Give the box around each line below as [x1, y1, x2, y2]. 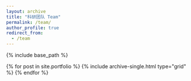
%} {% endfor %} [6, 69, 49, 76]
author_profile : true [6, 24, 60, 31]
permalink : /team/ [6, 19, 51, 25]
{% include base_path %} [6, 52, 68, 58]
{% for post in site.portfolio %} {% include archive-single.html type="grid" [6, 63, 187, 70]
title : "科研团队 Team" [6, 14, 61, 20]
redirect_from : [6, 30, 44, 36]
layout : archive [6, 8, 46, 15]
